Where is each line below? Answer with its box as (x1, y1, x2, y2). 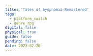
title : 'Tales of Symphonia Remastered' (5, 7, 90, 12)
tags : (5, 12, 16, 17)
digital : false (5, 25, 36, 30)
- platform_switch (9, 16, 48, 21)
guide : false (5, 35, 32, 39)
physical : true (5, 30, 36, 35)
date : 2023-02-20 (5, 43, 41, 48)
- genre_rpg (9, 20, 34, 26)
